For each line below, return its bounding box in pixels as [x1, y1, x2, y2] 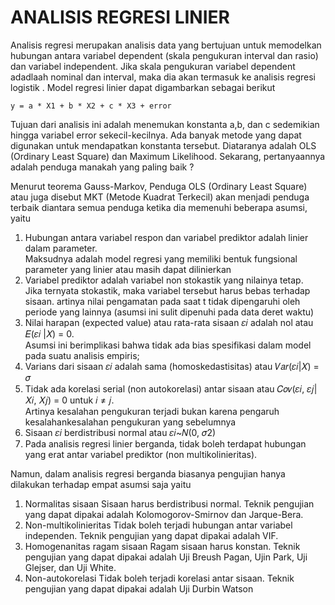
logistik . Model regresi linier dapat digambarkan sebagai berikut [10, 81, 276, 93]
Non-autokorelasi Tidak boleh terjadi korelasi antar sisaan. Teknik [24, 572, 295, 584]
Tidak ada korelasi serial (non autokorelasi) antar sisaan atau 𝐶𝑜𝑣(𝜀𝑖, [24, 382, 305, 395]
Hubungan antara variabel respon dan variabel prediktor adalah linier [24, 231, 309, 243]
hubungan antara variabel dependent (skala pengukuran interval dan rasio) [10, 49, 319, 61]
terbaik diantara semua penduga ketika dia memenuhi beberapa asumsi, [10, 201, 308, 213]
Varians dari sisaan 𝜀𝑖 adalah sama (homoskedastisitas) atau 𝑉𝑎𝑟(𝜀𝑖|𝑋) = [24, 360, 320, 372]
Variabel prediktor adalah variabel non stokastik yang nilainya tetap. [24, 274, 304, 286]
